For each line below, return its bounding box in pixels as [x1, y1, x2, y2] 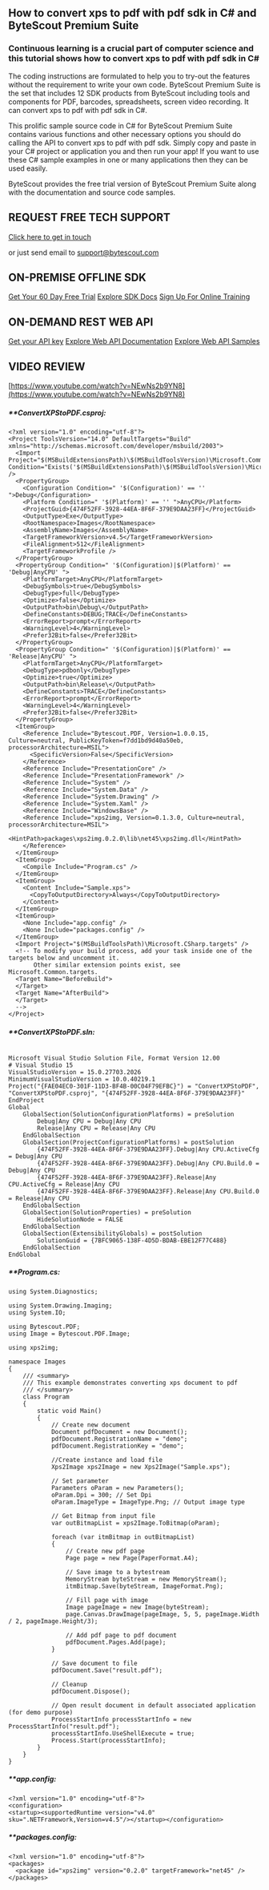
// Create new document [50, 1420, 130, 1429]
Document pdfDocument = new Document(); [50, 1428, 188, 1436]
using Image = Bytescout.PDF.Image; [8, 1330, 130, 1338]
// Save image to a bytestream [65, 1568, 171, 1576]
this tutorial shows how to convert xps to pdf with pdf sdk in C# [8, 53, 260, 64]
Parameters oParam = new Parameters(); [50, 1484, 184, 1492]
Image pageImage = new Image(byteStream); [65, 1603, 210, 1611]
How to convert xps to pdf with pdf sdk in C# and [8, 6, 257, 20]
